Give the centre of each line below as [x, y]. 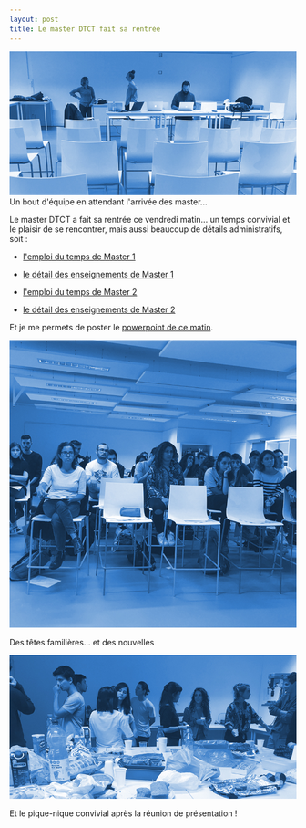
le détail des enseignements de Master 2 [99, 309]
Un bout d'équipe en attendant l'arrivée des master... [108, 202]
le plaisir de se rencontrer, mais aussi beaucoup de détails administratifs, [146, 229]
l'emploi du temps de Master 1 [79, 257]
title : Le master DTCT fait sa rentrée [85, 29]
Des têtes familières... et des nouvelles [82, 642]
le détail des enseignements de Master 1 [98, 274]
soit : [19, 238]
